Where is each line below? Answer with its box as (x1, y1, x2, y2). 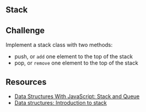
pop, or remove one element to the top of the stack (14, 60, 139, 67)
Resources (5, 76, 47, 87)
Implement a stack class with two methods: (5, 42, 113, 49)
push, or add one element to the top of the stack (14, 53, 133, 60)
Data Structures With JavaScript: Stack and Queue (14, 93, 140, 100)
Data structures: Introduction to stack (14, 99, 107, 107)
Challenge (5, 25, 45, 36)
